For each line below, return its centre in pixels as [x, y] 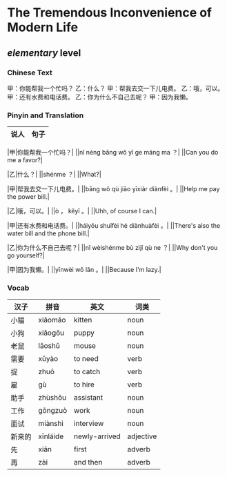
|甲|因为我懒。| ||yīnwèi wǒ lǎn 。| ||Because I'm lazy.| [84, 270]
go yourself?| [26, 255]
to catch [87, 372]
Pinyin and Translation [46, 115]
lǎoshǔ [49, 346]
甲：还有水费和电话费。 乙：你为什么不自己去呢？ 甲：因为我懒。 [99, 97]
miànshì [51, 424]
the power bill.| [28, 197]
